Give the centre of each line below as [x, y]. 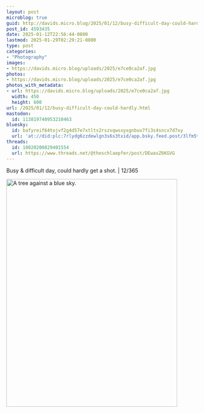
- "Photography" [27, 57]
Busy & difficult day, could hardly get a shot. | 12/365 [72, 170]
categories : [21, 52]
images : [16, 63]
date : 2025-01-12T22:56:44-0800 [47, 35]
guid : [13, 23]
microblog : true [27, 18]
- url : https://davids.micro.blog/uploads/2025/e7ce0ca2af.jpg [88, 91]
